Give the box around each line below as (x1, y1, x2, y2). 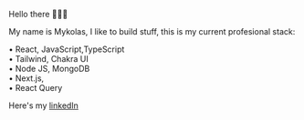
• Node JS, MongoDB (8, 64, 90, 74)
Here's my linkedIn (8, 100, 79, 111)
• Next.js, (8, 73, 45, 84)
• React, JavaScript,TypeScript (8, 44, 125, 55)
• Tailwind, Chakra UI (8, 54, 89, 64)
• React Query (8, 83, 63, 93)
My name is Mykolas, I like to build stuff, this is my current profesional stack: (8, 26, 296, 36)
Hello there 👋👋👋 (8, 9, 68, 19)
